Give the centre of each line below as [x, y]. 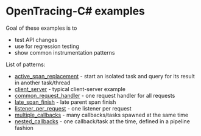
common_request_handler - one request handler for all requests [95, 95]
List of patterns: [26, 64]
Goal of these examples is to [41, 28]
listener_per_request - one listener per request [73, 108]
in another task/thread [42, 83]
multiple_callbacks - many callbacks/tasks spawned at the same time [101, 115]
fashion [24, 127]
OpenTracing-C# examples [76, 11]
